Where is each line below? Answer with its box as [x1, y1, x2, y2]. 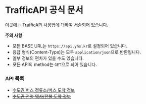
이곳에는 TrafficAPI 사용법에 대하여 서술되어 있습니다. [5, 22, 108, 28]
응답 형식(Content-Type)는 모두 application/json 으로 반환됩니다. [12, 49, 141, 55]
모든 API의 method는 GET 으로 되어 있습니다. [12, 61, 97, 67]
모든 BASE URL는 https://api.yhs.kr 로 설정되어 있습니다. [12, 43, 128, 49]
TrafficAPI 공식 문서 [5, 4, 84, 16]
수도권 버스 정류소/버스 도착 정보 [12, 87, 75, 93]
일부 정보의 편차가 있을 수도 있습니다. [12, 55, 84, 61]
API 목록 [5, 75, 25, 82]
